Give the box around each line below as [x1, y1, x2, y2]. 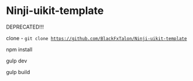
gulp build [6, 68, 30, 75]
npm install [6, 45, 33, 53]
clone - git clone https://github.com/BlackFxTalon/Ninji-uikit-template [6, 34, 187, 41]
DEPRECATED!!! [6, 23, 44, 30]
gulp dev [6, 57, 27, 64]
